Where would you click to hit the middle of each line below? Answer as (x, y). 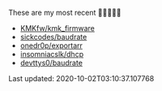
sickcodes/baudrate (53, 37)
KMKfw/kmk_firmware (58, 28)
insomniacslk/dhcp (51, 54)
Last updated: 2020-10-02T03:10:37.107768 (81, 78)
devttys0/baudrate (51, 63)
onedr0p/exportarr (51, 45)
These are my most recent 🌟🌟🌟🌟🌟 (65, 13)
